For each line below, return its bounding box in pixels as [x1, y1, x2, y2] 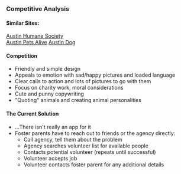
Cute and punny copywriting [14, 90, 85, 97]
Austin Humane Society [6, 32, 64, 40]
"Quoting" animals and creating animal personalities [14, 97, 142, 104]
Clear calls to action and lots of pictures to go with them [14, 78, 151, 85]
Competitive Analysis [6, 5, 70, 13]
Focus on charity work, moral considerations [14, 84, 124, 91]
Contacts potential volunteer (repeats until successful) [23, 148, 156, 155]
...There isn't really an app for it [14, 123, 92, 130]
